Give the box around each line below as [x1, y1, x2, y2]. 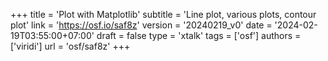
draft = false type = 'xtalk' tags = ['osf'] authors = [96, 30, 302, 41]
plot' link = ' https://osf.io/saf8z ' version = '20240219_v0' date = [10, 19, 273, 31]
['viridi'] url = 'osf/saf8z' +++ [10, 40, 131, 52]
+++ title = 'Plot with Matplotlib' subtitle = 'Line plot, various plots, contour [10, 9, 317, 20]
